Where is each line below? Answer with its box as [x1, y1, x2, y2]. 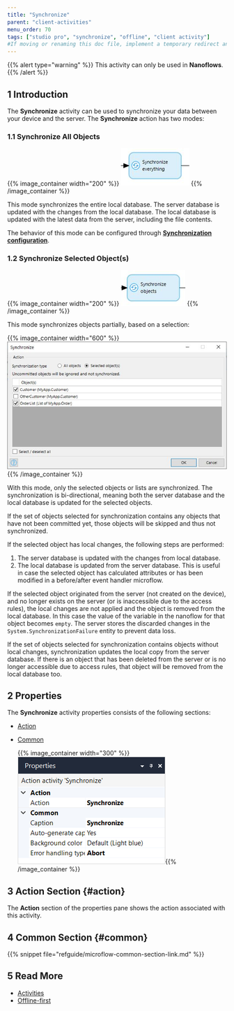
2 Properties [7, 690, 63, 702]
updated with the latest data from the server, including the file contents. [7, 215, 213, 223]
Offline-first [17, 996, 51, 1005]
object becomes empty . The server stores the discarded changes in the [7, 619, 210, 628]
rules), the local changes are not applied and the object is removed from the [7, 604, 225, 612]
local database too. [7, 670, 63, 678]
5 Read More [7, 971, 63, 982]
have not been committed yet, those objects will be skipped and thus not [7, 519, 216, 527]
